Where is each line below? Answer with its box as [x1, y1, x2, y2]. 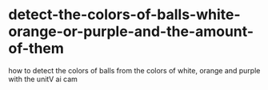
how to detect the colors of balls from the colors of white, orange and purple [8, 65, 261, 75]
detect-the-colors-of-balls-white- [8, 6, 242, 24]
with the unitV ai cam [8, 74, 78, 84]
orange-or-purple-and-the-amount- [8, 22, 254, 41]
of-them [8, 40, 64, 57]
